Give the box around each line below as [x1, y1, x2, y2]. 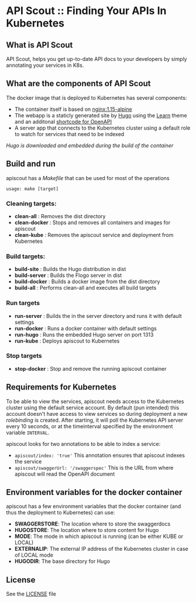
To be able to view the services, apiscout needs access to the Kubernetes [6, 398, 184, 405]
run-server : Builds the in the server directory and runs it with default [14, 312, 182, 319]
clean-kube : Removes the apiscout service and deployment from [14, 231, 174, 238]
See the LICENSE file [6, 591, 57, 598]
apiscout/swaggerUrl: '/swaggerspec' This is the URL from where [14, 464, 174, 471]
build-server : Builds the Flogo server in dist [14, 272, 122, 279]
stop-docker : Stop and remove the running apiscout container [14, 365, 167, 372]
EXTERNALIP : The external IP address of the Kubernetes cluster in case [14, 546, 188, 553]
